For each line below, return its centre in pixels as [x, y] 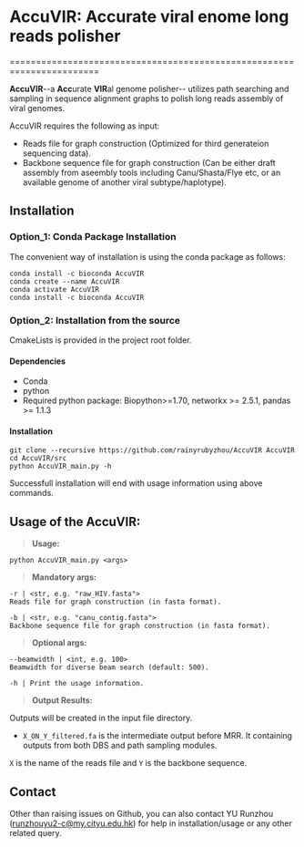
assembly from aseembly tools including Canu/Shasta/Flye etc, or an [152, 172]
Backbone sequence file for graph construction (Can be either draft [149, 162]
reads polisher [65, 36]
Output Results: [62, 700]
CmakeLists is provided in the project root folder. [101, 340]
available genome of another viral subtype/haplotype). [125, 182]
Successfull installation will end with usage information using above [136, 483]
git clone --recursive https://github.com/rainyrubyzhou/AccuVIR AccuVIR [152, 450]
